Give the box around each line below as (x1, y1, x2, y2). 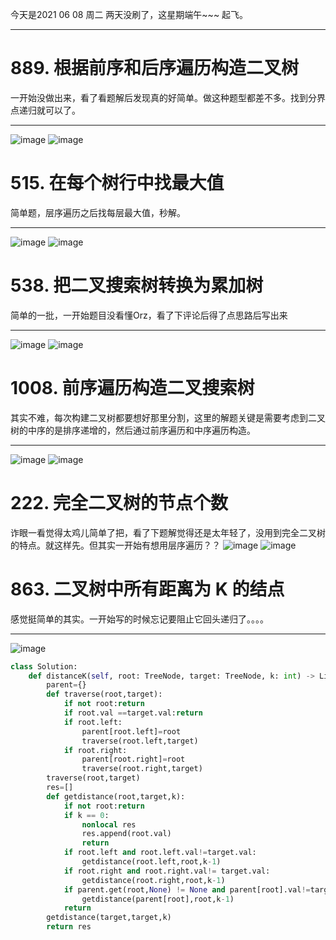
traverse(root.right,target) (81, 764, 203, 774)
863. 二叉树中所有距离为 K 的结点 (10, 578, 285, 600)
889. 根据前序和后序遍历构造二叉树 (10, 57, 299, 80)
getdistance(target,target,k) (46, 913, 172, 923)
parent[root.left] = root (81, 726, 182, 737)
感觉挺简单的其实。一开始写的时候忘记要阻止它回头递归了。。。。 (10, 613, 269, 625)
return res (46, 922, 92, 932)
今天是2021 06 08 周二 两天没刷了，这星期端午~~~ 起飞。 (10, 9, 249, 20)
